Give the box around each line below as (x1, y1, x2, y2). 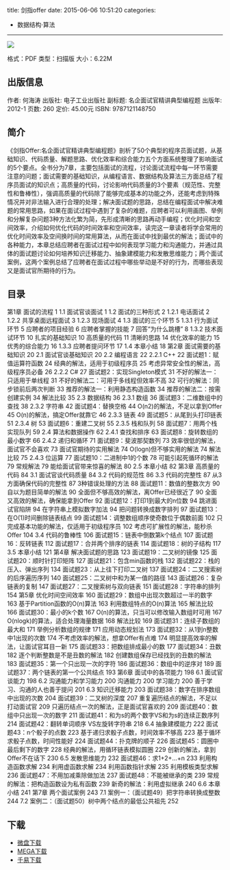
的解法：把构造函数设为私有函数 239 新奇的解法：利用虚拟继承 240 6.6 (7, 780, 207, 788)
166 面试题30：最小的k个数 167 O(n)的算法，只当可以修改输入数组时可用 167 (7, 608, 222, 617)
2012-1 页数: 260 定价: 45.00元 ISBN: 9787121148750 (7, 104, 156, 113)
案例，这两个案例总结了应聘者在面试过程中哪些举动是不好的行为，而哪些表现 (7, 257, 223, 266)
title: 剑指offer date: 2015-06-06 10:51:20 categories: (7, 6, 156, 14)
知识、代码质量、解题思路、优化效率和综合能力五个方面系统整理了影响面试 (12, 154, 223, 163)
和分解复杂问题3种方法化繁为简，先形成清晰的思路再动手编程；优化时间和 (7, 215, 215, 223)
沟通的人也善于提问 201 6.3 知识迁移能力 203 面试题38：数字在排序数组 (18, 685, 221, 694)
